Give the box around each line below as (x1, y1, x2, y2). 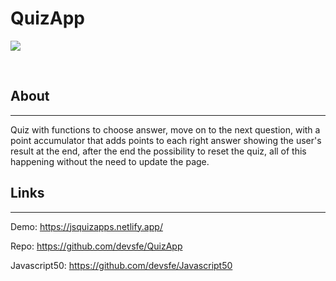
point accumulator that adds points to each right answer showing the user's (10, 134, 322, 146)
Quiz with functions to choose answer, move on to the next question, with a (10, 123, 321, 136)
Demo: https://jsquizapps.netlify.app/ (10, 220, 163, 232)
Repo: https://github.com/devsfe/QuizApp (10, 240, 183, 252)
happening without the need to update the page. (10, 155, 210, 167)
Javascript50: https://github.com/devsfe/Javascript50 (10, 259, 233, 271)
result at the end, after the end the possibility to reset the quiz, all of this (10, 145, 307, 157)
